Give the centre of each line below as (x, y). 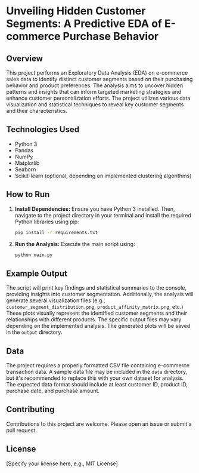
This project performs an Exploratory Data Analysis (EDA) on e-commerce (97, 73)
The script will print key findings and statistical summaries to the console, (96, 288)
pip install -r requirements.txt (56, 232)
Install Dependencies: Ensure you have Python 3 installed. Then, (95, 209)
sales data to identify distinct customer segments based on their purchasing (99, 79)
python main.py (34, 255)
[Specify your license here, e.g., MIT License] (62, 463)
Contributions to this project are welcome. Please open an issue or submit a (99, 424)
